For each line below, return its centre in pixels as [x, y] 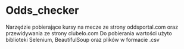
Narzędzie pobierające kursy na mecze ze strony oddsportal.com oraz [92, 27]
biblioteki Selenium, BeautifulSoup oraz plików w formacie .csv [83, 39]
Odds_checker [42, 10]
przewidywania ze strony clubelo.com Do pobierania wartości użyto [89, 33]
